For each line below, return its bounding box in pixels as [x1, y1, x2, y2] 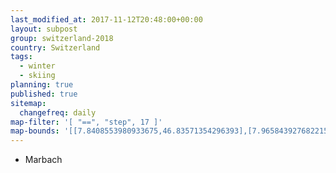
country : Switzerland [10, 42, 101, 53]
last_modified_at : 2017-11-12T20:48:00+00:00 [10, 14, 203, 25]
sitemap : [10, 98, 47, 108]
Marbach [24, 154, 63, 166]
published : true [10, 89, 78, 99]
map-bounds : [10, 126, 60, 136]
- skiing [19, 71, 56, 81]
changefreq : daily [19, 107, 97, 118]
